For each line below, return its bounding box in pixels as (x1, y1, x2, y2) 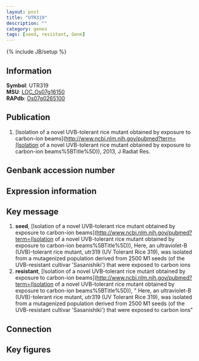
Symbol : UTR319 (6, 81, 49, 89)
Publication (6, 112, 50, 123)
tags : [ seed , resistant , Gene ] (6, 32, 86, 38)
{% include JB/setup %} (6, 48, 67, 55)
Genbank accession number (6, 165, 115, 176)
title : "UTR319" (6, 15, 47, 21)
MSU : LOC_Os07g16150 (6, 88, 65, 95)
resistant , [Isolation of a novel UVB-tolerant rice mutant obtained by (15, 268, 186, 275)
